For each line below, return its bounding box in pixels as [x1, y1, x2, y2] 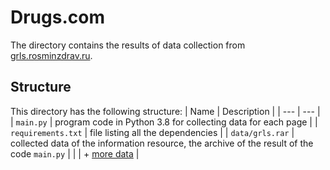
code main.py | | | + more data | [10, 147, 140, 160]
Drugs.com [10, 6, 105, 29]
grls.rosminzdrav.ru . [10, 49, 93, 61]
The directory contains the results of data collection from [10, 39, 246, 51]
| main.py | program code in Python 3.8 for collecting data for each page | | [10, 116, 318, 128]
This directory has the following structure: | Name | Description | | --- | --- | [10, 105, 321, 117]
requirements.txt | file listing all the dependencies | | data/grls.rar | [10, 126, 295, 138]
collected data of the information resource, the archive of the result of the [10, 137, 314, 149]
